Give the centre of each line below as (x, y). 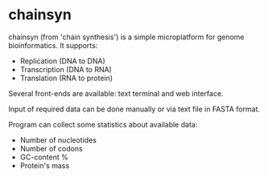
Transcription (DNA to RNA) (66, 69)
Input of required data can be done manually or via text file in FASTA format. (134, 109)
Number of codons (51, 148)
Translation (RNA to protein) (66, 78)
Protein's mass (45, 165)
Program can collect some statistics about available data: (103, 124)
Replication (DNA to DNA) (63, 61)
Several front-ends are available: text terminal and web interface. (116, 93)
